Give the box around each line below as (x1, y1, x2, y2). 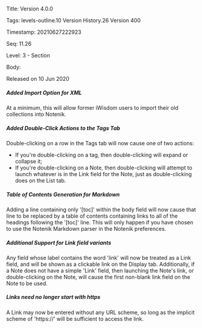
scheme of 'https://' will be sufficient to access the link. (6, 315, 144, 322)
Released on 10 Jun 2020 (6, 75, 69, 82)
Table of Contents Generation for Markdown (6, 191, 120, 198)
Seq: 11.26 (6, 40, 32, 47)
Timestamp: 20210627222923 (6, 28, 81, 36)
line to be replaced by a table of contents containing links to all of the (6, 212, 178, 219)
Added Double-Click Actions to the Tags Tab (6, 124, 121, 131)
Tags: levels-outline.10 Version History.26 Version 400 (6, 17, 141, 24)
